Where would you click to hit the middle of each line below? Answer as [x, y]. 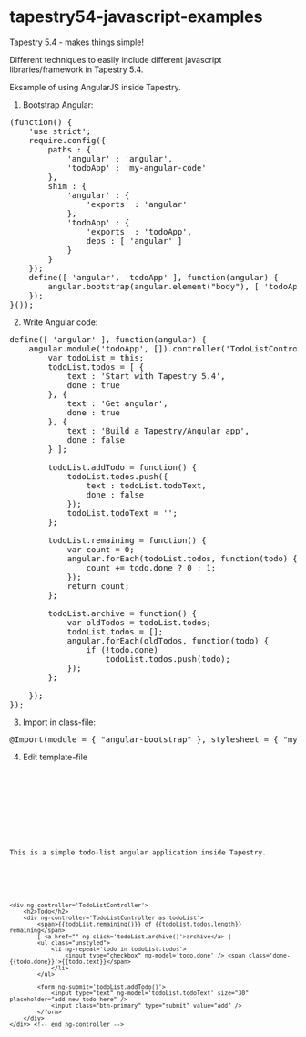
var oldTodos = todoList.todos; [139, 622]
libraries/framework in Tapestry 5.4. [76, 69]
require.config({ [67, 140]
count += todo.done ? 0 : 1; [151, 567]
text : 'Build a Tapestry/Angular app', [158, 430]
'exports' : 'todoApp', [139, 231]
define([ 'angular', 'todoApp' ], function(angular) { [154, 277]
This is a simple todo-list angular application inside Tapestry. [138, 852]
